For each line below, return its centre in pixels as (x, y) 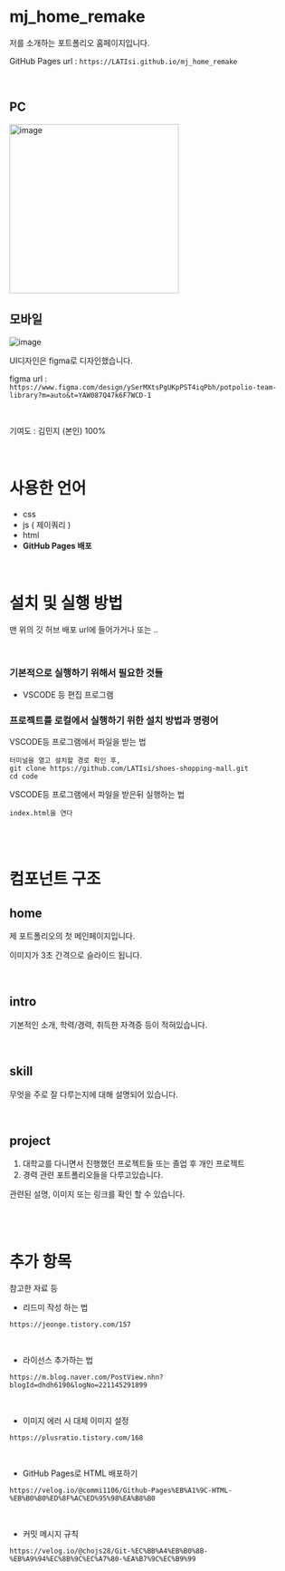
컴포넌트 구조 (55, 879)
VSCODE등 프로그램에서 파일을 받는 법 (78, 742)
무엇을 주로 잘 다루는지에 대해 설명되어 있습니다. (94, 1094)
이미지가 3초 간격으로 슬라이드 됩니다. (76, 955)
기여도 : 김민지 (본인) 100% (58, 430)
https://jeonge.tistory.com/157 (70, 1325)
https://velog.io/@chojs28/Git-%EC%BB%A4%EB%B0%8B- (109, 1551)
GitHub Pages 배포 (57, 545)
